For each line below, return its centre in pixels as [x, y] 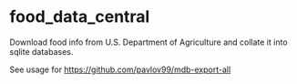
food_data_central [80, 17]
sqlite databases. [41, 51]
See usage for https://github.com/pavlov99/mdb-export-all [120, 69]
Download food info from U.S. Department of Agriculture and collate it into [149, 42]
